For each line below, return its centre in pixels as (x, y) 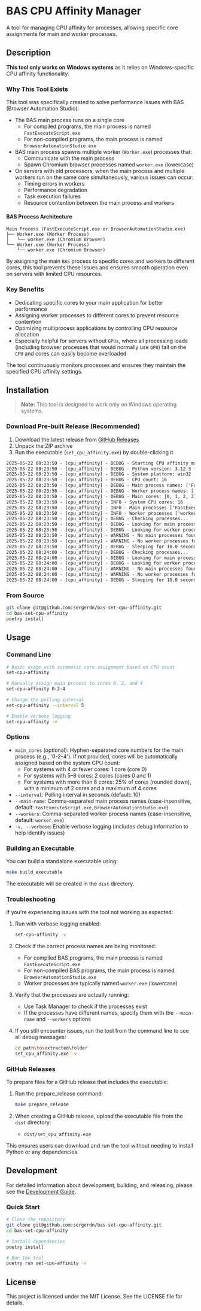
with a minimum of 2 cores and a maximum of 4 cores (90, 788)
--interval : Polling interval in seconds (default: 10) (77, 794)
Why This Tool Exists (37, 89)
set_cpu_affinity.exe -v (46, 1054)
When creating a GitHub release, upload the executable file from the (99, 1116)
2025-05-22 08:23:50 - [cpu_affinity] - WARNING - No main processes (95, 536)
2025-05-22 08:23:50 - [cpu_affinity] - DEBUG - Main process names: (95, 485)
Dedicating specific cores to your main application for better (89, 302)
